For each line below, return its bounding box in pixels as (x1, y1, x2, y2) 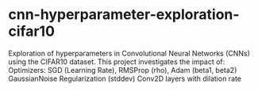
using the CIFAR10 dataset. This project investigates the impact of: (8, 57, 225, 66)
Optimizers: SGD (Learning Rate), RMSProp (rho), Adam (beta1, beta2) (8, 65, 237, 74)
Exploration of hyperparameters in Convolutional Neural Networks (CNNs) (8, 48, 250, 58)
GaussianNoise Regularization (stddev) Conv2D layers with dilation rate (8, 74, 242, 83)
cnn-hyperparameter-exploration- (8, 6, 240, 24)
